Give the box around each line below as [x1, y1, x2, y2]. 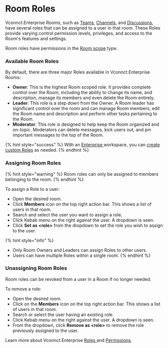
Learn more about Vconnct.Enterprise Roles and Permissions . [5, 337, 132, 343]
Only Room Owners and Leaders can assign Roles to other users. [12, 247, 147, 253]
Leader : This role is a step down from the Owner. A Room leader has [12, 100, 154, 106]
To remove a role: [5, 286, 42, 292]
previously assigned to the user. [12, 327, 79, 333]
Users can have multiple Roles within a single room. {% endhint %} [12, 252, 151, 258]
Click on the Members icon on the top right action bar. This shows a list [12, 301, 160, 307]
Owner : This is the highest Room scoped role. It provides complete [12, 84, 151, 90]
